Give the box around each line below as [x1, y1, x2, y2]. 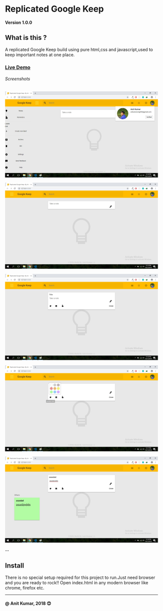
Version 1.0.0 [5, 19, 33, 25]
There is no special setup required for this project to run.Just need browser [5, 574, 155, 580]
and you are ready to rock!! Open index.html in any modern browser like [5, 579, 148, 585]
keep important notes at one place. [5, 52, 75, 57]
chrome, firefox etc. [5, 585, 45, 591]
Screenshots [5, 76, 31, 82]
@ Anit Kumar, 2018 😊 [5, 600, 51, 607]
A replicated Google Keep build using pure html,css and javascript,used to [5, 46, 153, 52]
